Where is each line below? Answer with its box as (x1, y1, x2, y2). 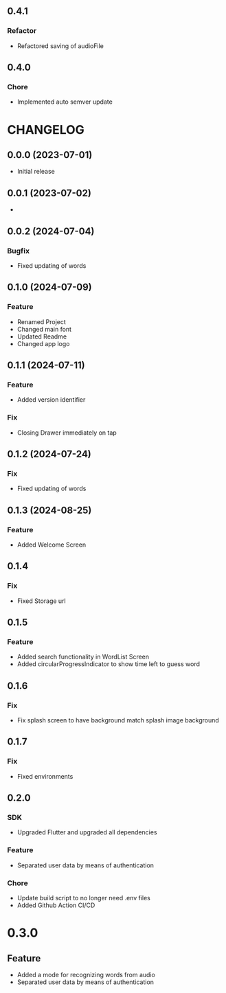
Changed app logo (16, 339, 70, 347)
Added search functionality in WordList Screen (16, 652, 150, 661)
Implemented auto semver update (16, 98, 113, 106)
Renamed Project (16, 317, 67, 326)
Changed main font (16, 325, 72, 333)
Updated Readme (16, 332, 67, 341)
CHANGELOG (7, 122, 84, 137)
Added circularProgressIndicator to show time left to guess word (16, 660, 201, 668)
